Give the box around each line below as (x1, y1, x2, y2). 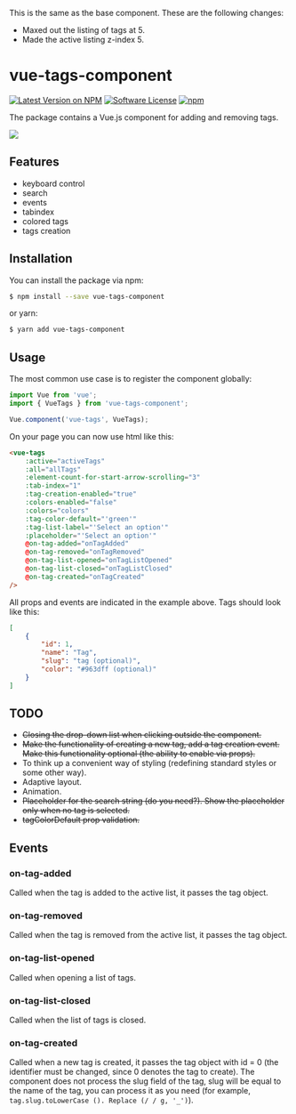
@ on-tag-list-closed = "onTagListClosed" (25, 564, 173, 573)
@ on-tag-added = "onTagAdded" (25, 539, 129, 548)
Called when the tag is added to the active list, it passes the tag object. (9, 887, 268, 898)
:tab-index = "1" (25, 481, 82, 490)
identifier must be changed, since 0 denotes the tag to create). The (9, 1067, 255, 1078)
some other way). (21, 767, 87, 778)
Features (9, 155, 60, 170)
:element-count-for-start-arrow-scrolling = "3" (25, 473, 201, 482)
